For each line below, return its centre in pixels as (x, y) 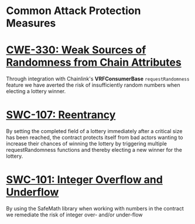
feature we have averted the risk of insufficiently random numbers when (93, 85)
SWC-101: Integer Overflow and (84, 180)
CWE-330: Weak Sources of (76, 50)
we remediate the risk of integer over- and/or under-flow (74, 215)
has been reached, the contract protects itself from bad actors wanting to (95, 138)
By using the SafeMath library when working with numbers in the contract (95, 208)
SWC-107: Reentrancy (61, 115)
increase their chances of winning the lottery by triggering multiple (86, 144)
